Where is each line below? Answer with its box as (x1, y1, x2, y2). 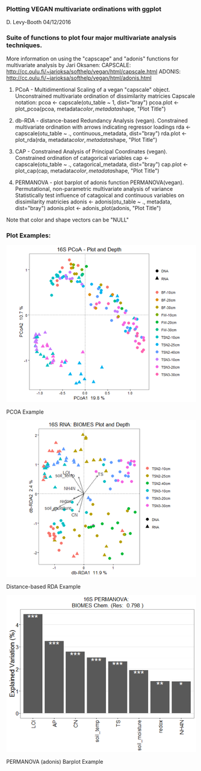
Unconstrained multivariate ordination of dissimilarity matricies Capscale (14, 92, 196, 100)
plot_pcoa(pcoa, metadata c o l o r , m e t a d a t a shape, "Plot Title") (14, 105, 166, 112)
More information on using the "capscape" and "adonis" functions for (6, 55, 179, 62)
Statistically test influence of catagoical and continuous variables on (14, 191, 185, 199)
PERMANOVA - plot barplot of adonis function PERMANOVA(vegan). (14, 179, 184, 186)
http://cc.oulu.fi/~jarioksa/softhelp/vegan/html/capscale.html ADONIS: (6, 68, 181, 75)
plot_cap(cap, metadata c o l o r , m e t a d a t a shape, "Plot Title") (14, 167, 159, 174)
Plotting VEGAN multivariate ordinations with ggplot (6, 5, 161, 13)
